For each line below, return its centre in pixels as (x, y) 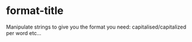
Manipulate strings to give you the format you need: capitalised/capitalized (96, 27)
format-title (35, 11)
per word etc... (24, 33)
